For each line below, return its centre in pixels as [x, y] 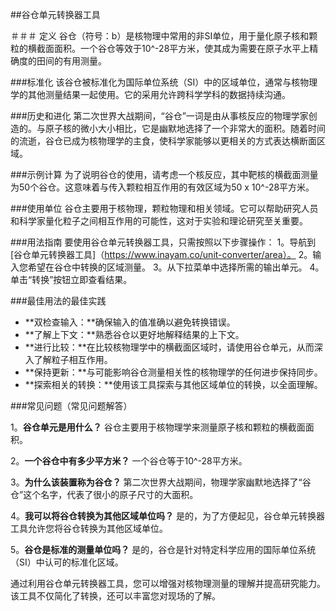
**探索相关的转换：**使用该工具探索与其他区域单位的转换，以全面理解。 [173, 384]
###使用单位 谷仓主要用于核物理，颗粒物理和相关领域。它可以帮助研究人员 [164, 208]
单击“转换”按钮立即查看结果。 [71, 279]
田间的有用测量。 [71, 61]
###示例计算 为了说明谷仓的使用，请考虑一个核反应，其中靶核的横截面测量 [164, 174]
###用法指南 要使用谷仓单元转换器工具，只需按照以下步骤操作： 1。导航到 [163, 242]
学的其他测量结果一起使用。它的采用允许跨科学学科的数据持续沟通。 [150, 94]
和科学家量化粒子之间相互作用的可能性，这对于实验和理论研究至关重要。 [159, 221]
